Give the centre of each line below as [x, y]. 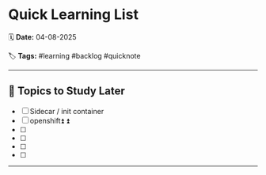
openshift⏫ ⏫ [49, 120]
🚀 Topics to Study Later [66, 91]
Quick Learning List [73, 15]
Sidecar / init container [67, 111]
